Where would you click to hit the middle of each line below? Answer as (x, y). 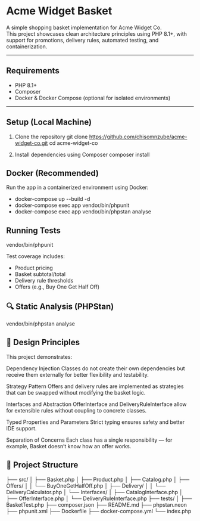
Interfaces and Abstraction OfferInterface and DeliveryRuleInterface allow (96, 404)
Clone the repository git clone (51, 137)
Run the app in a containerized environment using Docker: (77, 187)
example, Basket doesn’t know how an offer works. (69, 446)
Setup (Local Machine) (49, 123)
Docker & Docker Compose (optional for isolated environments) (93, 98)
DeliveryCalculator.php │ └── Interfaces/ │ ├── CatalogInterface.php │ (95, 492)
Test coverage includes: (36, 256)
